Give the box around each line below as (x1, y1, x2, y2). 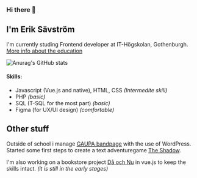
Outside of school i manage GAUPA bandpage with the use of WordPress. (6, 140, 192, 147)
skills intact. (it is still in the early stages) (6, 165, 109, 172)
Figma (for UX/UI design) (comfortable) (15, 106, 115, 113)
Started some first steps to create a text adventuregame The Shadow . (6, 146, 182, 154)
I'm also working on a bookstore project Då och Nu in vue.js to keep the (6, 158, 186, 166)
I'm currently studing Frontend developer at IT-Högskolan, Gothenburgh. (6, 40, 188, 48)
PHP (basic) (15, 93, 46, 100)
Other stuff (6, 124, 49, 134)
